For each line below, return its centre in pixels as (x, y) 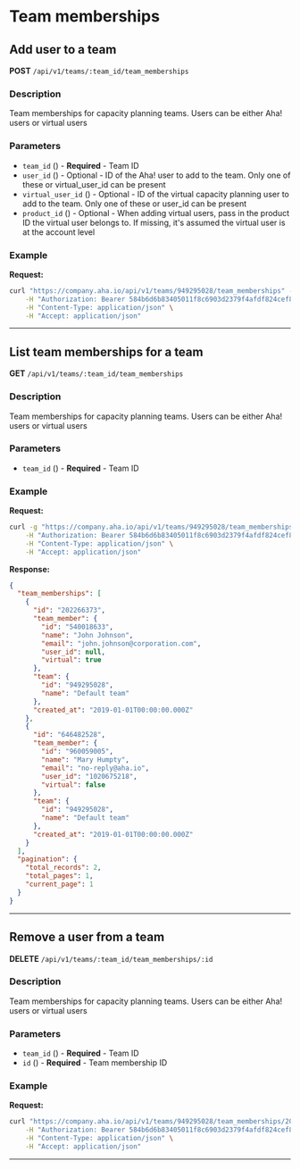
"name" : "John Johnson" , (87, 635)
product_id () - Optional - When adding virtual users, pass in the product (156, 213)
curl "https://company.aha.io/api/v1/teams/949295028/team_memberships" (147, 291)
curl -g (24, 527)
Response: (30, 569)
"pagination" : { (47, 859)
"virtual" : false (73, 785)
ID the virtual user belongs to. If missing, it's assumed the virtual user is (154, 222)
